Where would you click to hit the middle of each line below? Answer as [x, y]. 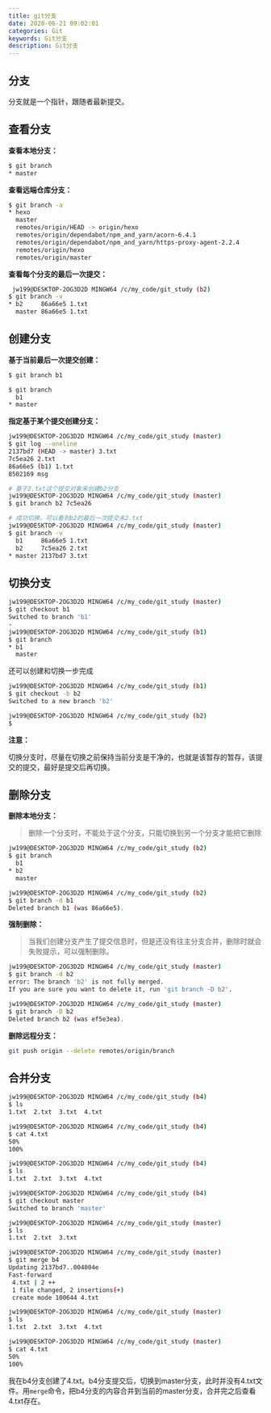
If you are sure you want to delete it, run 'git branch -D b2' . [120, 990]
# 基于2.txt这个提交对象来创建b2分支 [64, 488]
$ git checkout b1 [39, 610]
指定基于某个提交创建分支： [54, 421]
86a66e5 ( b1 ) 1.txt [41, 466]
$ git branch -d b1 [41, 900]
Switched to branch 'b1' [50, 617]
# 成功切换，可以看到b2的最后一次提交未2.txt [76, 518]
